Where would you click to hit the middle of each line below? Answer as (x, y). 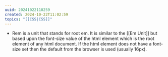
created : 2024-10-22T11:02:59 (37, 14)
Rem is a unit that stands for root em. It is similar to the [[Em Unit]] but (85, 33)
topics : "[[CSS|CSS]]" (29, 19)
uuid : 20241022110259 (27, 10)
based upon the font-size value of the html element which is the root (83, 38)
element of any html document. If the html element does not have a (82, 44)
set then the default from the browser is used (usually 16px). (85, 49)
